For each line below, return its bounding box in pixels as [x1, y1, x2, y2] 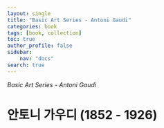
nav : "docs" [19, 55, 54, 62]
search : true [7, 62, 45, 68]
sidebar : [7, 49, 33, 56]
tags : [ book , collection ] [7, 29, 82, 37]
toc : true [7, 36, 36, 43]
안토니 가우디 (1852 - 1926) [7, 107, 158, 122]
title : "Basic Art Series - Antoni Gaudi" [7, 17, 131, 24]
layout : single [7, 10, 51, 17]
